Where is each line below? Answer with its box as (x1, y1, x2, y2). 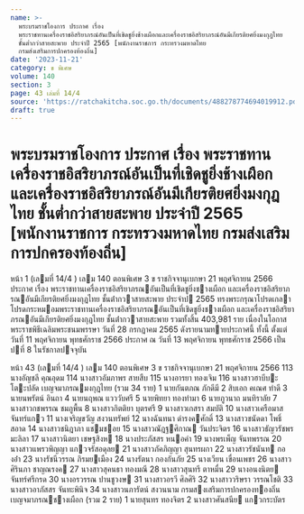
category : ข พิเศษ (10, 64, 72, 73)
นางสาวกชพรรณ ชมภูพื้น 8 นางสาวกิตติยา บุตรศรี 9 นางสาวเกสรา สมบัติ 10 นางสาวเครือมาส (10, 403, 283, 414)
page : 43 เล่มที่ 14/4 (10, 88, 80, 97)
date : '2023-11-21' (10, 55, 84, 64)
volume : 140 (10, 72, 55, 81)
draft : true (10, 106, 55, 115)
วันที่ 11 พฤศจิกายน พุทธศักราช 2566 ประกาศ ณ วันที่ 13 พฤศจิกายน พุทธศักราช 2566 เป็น (10, 335, 287, 345)
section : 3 (10, 80, 51, 89)
